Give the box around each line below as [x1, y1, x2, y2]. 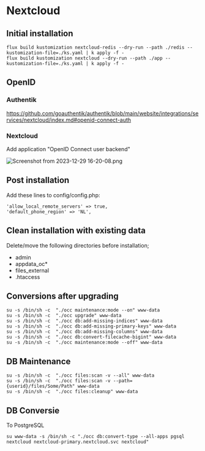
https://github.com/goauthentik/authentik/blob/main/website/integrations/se [6, 109, 199, 117]
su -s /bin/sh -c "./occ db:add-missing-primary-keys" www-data [6, 323, 176, 329]
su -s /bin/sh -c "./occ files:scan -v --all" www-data [6, 372, 155, 378]
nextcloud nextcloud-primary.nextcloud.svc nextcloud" [6, 439, 149, 445]
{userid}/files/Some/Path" [6, 383, 75, 390]
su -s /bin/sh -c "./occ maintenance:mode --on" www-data [6, 307, 160, 313]
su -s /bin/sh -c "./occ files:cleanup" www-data [6, 388, 138, 395]
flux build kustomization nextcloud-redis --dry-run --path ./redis [6, 44, 185, 50]
